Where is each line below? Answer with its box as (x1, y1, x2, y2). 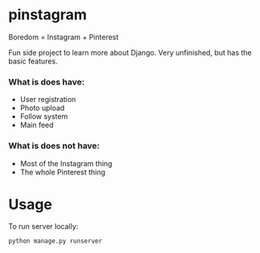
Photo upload (19, 103, 65, 113)
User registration (19, 95, 76, 104)
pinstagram (8, 6, 87, 24)
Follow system (19, 112, 68, 121)
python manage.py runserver (8, 237, 103, 246)
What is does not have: (8, 141, 101, 152)
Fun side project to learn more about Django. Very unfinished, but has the (8, 47, 252, 57)
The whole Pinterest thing (19, 167, 106, 177)
